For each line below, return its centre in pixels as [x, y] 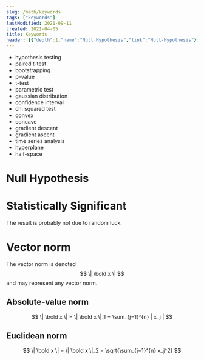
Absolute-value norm [48, 302]
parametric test [34, 89]
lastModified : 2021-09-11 [39, 23]
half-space [29, 154]
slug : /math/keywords [34, 12]
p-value [25, 77]
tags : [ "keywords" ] [31, 18]
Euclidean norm [37, 336]
